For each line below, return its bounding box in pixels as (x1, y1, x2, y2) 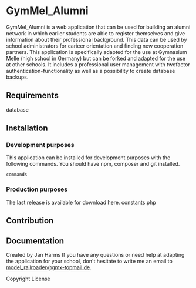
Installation (6, 123, 48, 133)
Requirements (6, 91, 59, 101)
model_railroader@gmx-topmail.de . (6, 263, 92, 271)
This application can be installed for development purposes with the (6, 154, 171, 161)
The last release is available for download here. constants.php (6, 199, 157, 206)
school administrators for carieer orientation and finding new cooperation (6, 42, 184, 49)
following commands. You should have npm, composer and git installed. (6, 160, 180, 168)
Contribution (6, 216, 54, 226)
